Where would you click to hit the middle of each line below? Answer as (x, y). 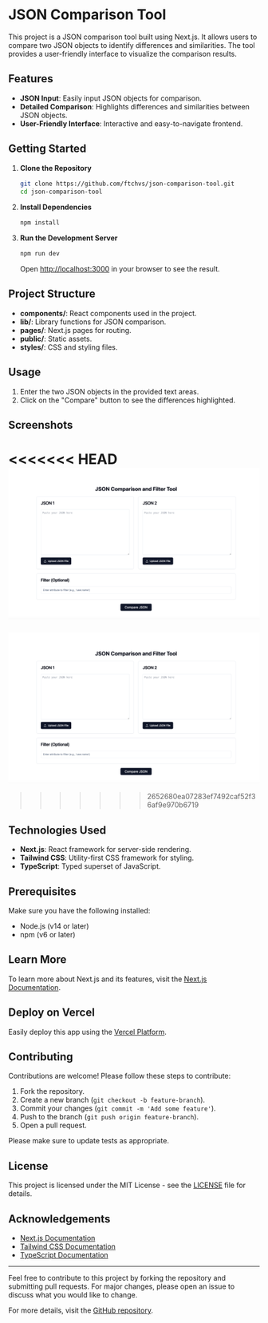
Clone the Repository (55, 168)
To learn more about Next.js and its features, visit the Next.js (108, 979)
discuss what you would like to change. (73, 1295)
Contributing (41, 1057)
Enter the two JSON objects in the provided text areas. (109, 391)
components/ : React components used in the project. (108, 313)
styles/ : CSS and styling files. (69, 347)
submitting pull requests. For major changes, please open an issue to (122, 1286)
